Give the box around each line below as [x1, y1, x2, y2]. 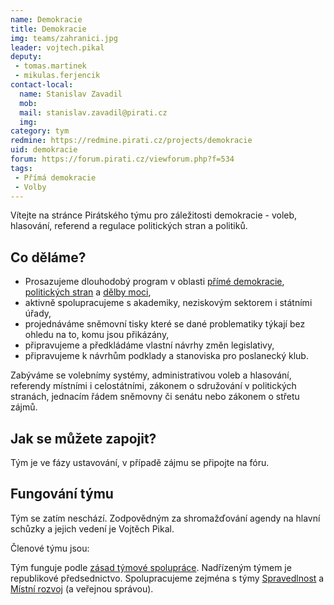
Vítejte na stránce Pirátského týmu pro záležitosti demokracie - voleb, [10, 209, 298, 221]
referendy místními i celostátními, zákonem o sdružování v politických [10, 380, 297, 392]
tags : [10, 163, 33, 173]
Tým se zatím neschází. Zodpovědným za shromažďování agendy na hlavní [10, 512, 321, 524]
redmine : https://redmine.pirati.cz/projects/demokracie [10, 136, 253, 146]
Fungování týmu [10, 486, 114, 503]
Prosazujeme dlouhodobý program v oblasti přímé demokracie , [24, 276, 285, 288]
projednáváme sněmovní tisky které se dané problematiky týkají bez [24, 318, 306, 330]
